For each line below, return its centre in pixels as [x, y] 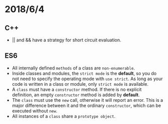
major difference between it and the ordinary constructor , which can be [87, 105]
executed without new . [34, 111]
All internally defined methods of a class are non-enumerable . [73, 68]
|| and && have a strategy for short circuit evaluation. [66, 40]
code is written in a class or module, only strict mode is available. [80, 84]
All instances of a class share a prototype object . [64, 116]
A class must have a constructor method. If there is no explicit [77, 89]
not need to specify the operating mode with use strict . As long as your [87, 79]
